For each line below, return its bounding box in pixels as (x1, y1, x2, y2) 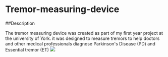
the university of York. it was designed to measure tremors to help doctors (5, 35, 160, 41)
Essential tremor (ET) (5, 46, 49, 52)
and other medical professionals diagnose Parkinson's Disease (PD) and (5, 40, 155, 46)
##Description (5, 20, 35, 26)
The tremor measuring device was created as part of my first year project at (5, 30, 163, 36)
